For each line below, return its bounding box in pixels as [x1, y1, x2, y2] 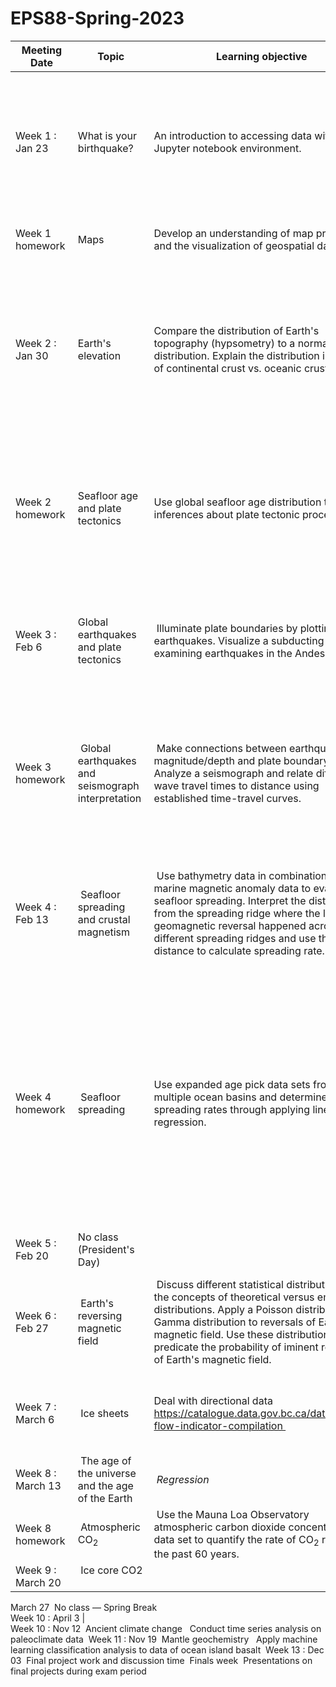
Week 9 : [15, 1563, 57, 1577]
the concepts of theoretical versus [153, 1290, 315, 1304]
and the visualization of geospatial [153, 238, 315, 252]
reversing [77, 1308, 123, 1322]
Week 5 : [15, 1236, 57, 1250]
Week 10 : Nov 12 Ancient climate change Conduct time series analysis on [10, 1623, 322, 1635]
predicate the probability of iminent [153, 1340, 319, 1354]
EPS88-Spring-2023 [10, 7, 185, 30]
